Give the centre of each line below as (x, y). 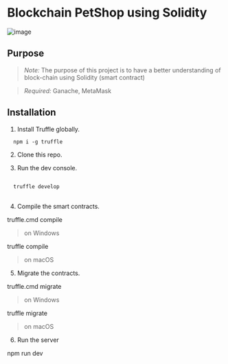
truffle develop (36, 186)
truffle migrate (27, 313)
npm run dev (25, 353)
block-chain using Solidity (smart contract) (84, 77)
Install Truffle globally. (48, 129)
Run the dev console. (47, 168)
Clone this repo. (39, 154)
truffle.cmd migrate (34, 286)
